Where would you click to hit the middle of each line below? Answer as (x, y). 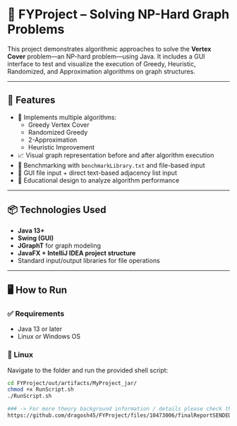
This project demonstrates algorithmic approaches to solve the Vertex (109, 49)
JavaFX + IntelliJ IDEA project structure (77, 252)
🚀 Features (31, 101)
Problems (36, 29)
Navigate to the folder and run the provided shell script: (88, 370)
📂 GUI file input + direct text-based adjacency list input (97, 173)
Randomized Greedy (58, 132)
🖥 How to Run (37, 290)
